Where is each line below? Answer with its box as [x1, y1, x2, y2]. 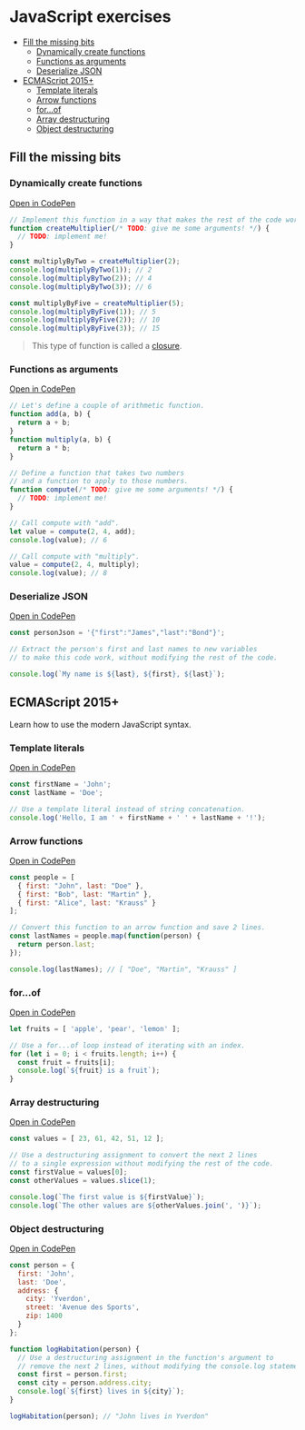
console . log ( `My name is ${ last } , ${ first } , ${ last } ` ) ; [9, 670, 225, 679]
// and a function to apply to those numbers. [9, 477, 189, 486]
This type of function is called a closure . [31, 341, 182, 352]
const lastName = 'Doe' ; [9, 788, 103, 797]
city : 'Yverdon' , [25, 1295, 92, 1304]
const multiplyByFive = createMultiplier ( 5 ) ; [9, 298, 184, 308]
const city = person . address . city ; [17, 1378, 152, 1387]
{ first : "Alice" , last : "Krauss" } [17, 898, 156, 908]
